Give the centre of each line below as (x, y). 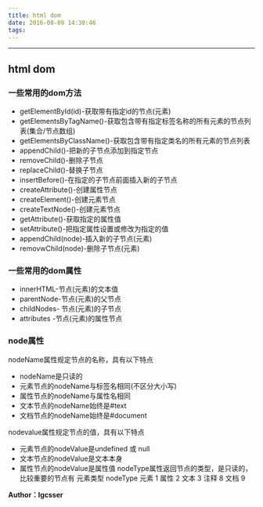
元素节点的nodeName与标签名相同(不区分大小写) (98, 386)
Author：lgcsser (36, 494)
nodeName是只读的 (51, 376)
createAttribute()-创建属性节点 (68, 190)
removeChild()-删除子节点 (61, 161)
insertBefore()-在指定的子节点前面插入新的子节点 (98, 180)
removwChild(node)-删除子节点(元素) (79, 248)
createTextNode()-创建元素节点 (70, 209)
